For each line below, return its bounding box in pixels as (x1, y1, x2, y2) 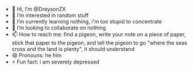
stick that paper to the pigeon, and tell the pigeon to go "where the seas (11, 39, 188, 46)
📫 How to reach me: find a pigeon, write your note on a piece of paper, (11, 31, 186, 38)
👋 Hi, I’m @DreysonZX (11, 6, 66, 12)
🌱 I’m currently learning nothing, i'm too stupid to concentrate (11, 18, 162, 25)
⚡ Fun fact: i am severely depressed (11, 59, 99, 65)
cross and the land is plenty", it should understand (11, 46, 135, 52)
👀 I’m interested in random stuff (11, 12, 89, 19)
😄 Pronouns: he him (11, 52, 62, 59)
